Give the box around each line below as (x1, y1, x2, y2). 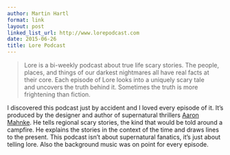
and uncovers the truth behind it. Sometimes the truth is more (23, 83, 198, 91)
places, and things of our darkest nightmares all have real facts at (23, 68, 209, 76)
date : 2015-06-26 (7, 36, 57, 43)
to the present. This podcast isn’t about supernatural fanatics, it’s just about (7, 133, 221, 141)
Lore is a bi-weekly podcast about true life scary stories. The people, (23, 61, 220, 69)
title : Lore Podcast (7, 42, 67, 49)
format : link (7, 17, 45, 23)
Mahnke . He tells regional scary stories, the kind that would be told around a (7, 118, 223, 126)
